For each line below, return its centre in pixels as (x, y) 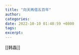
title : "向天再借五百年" (28, 10)
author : (13, 14)
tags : (11, 28)
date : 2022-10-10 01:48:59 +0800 (40, 24)
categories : (17, 19)
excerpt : (14, 33)
